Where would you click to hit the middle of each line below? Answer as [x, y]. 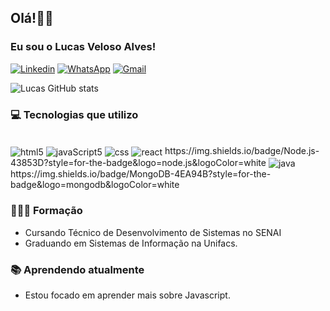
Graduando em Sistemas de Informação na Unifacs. [131, 243]
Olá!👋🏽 [32, 18]
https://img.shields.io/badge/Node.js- [242, 150]
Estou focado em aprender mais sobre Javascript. [127, 295]
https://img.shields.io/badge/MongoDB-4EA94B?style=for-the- [141, 174]
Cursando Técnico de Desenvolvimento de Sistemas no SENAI [153, 232]
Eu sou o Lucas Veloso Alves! [83, 47]
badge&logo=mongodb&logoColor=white [95, 185]
